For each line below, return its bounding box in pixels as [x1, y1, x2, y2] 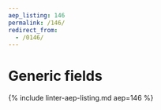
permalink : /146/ [8, 19, 66, 27]
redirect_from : [8, 26, 58, 34]
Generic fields [8, 68, 103, 85]
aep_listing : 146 [8, 11, 66, 20]
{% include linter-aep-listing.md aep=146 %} [8, 93, 154, 103]
